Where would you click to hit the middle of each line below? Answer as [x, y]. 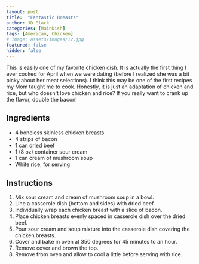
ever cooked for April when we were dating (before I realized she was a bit [98, 74]
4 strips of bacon [36, 139]
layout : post [22, 12]
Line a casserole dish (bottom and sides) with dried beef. [85, 204]
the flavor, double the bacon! [42, 99]
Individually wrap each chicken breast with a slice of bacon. [88, 210]
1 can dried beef [35, 145]
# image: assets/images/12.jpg [45, 39]
